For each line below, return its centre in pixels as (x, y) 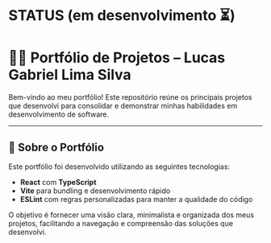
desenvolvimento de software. (59, 114)
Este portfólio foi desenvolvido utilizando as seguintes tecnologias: (119, 167)
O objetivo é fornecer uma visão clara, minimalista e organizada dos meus (131, 215)
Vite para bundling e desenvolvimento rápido (95, 191)
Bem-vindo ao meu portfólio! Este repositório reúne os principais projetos (130, 97)
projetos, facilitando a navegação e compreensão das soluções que (121, 223)
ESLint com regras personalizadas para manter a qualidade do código (136, 199)
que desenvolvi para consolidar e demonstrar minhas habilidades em (123, 106)
